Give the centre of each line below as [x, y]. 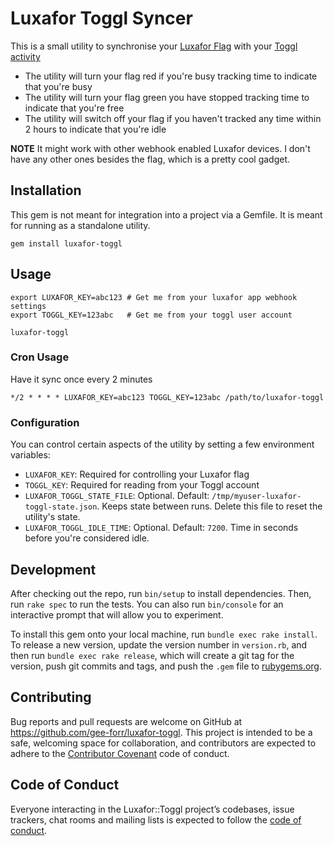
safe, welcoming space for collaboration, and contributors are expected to [163, 743]
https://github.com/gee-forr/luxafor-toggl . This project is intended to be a [161, 732]
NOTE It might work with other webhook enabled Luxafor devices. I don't [160, 148]
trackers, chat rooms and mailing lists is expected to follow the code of [156, 819]
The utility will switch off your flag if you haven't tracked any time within [173, 118]
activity [25, 56]
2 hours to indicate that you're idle [95, 129]
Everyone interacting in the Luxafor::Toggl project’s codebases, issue [152, 809]
